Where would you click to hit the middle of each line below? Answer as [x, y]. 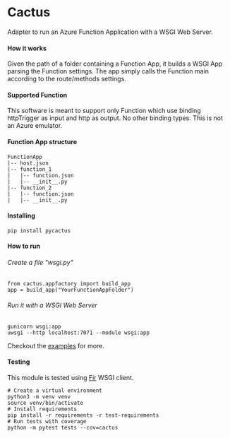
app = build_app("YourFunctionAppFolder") [71, 290]
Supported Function [37, 95]
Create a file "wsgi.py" [40, 262]
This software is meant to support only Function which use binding [104, 111]
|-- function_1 [30, 169]
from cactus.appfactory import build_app [69, 283]
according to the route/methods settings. [67, 79]
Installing [21, 215]
